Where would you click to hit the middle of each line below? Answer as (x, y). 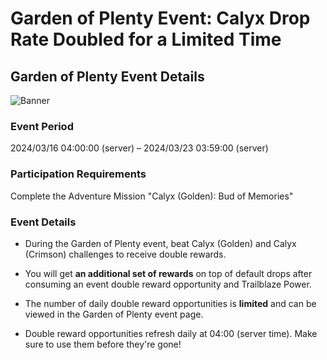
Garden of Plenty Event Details (107, 76)
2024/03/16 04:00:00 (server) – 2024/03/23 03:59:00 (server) (139, 148)
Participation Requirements (78, 174)
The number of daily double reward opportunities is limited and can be (170, 303)
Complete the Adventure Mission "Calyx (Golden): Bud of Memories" (152, 196)
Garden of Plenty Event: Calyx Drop (160, 18)
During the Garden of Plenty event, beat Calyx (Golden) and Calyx (160, 243)
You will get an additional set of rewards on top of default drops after (168, 273)
